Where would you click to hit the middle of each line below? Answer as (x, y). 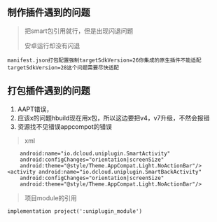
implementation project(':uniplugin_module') (75, 211)
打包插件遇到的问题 (49, 91)
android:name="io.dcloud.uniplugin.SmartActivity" (95, 153)
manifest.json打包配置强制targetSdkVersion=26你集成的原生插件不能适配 (104, 60)
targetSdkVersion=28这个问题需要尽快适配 (63, 68)
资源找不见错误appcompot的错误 (65, 126)
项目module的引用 (50, 197)
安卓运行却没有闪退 (52, 46)
